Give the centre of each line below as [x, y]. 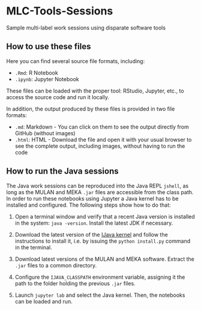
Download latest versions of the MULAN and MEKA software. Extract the [105, 259]
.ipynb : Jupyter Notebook [47, 79]
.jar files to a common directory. [56, 265]
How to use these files [49, 47]
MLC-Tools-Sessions [60, 11]
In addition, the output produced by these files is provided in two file [91, 109]
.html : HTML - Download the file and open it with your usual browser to [103, 139]
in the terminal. [33, 247]
